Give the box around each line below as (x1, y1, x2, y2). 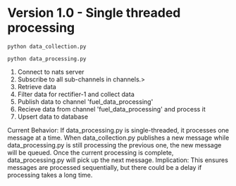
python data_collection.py (7, 43, 87, 50)
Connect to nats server (17, 67, 85, 76)
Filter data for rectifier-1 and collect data (17, 90, 135, 98)
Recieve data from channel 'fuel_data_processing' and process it (17, 105, 206, 113)
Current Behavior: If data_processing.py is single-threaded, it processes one (7, 126, 229, 134)
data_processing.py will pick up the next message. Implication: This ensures (7, 156, 229, 164)
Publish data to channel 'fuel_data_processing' (17, 97, 154, 106)
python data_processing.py (7, 55, 87, 62)
